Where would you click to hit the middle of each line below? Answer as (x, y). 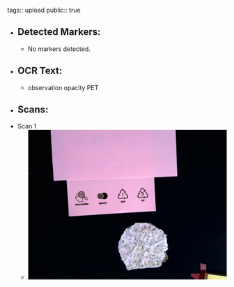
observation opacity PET (63, 87)
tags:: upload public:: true (44, 10)
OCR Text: (40, 71)
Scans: (33, 110)
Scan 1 (27, 126)
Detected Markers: (59, 32)
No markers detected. (59, 49)
